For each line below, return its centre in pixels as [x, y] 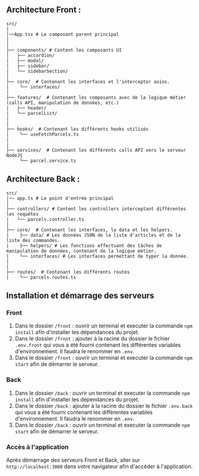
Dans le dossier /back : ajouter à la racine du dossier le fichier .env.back [104, 406]
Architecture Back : [43, 179]
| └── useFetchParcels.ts [43, 134]
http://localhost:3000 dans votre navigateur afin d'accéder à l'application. [99, 466]
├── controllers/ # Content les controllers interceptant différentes [96, 209]
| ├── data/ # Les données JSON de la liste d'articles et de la [94, 235]
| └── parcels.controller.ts [45, 219]
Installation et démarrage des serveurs [80, 296]
